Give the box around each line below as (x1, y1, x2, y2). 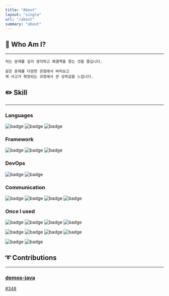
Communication (5, 184, 45, 191)
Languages (5, 112, 34, 119)
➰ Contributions (5, 253, 57, 262)
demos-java (5, 274, 35, 281)
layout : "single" (5, 12, 42, 17)
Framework (5, 136, 34, 143)
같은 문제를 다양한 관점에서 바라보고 (5, 69, 69, 74)
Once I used (5, 207, 35, 214)
